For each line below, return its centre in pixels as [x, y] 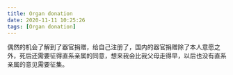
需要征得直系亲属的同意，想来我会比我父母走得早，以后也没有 [126, 56]
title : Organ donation [40, 14]
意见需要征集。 [47, 65]
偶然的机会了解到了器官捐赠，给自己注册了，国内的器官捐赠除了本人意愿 [111, 47]
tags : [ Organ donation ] [42, 26]
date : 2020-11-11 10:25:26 [46, 20]
